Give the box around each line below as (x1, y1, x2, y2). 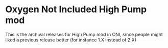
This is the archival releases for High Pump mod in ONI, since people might (5, 31, 163, 37)
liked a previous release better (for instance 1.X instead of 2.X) (5, 37, 137, 43)
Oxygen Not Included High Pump (5, 4, 147, 15)
